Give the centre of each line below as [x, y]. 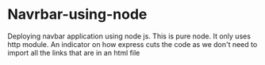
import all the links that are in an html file [74, 52]
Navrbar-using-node [77, 14]
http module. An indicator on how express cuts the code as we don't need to [132, 44]
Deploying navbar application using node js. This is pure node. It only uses [129, 36]
